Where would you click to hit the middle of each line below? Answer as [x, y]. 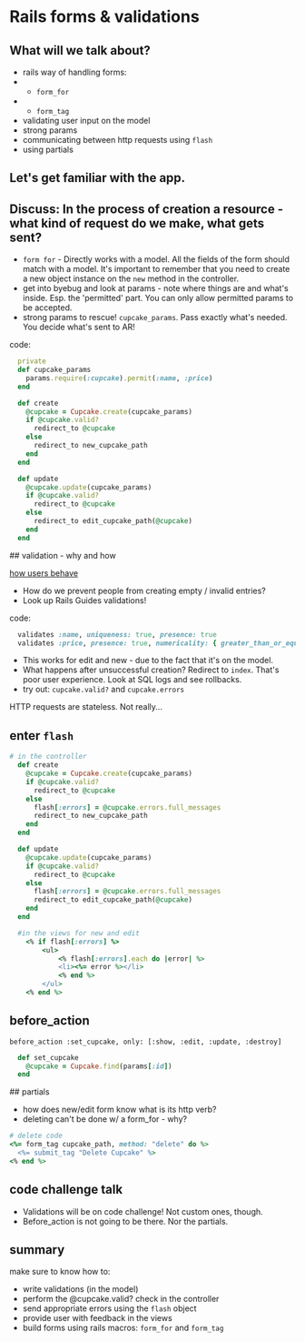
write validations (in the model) [80, 1289]
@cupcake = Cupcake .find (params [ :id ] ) [99, 1066]
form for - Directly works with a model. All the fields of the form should [156, 259]
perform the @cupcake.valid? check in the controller [121, 1299]
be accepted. [47, 308]
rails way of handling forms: [74, 72]
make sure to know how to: [60, 1272]
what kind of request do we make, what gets [137, 223]
